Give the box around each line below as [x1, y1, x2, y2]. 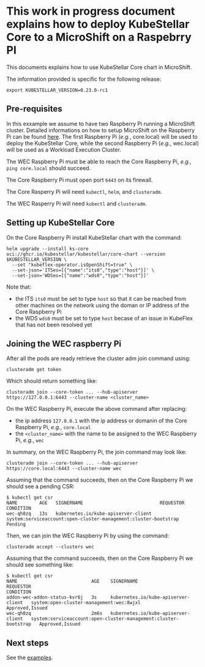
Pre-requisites [6, 104, 62, 114]
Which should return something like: [6, 377, 98, 385]
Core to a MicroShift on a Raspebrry [6, 31, 192, 44]
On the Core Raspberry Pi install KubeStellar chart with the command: [6, 234, 182, 241]
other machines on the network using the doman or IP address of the [15, 301, 190, 309]
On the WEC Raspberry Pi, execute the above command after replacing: [6, 405, 187, 413]
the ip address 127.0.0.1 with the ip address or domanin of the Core [15, 417, 188, 424]
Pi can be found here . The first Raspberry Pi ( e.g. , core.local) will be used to [6, 133, 198, 140]
